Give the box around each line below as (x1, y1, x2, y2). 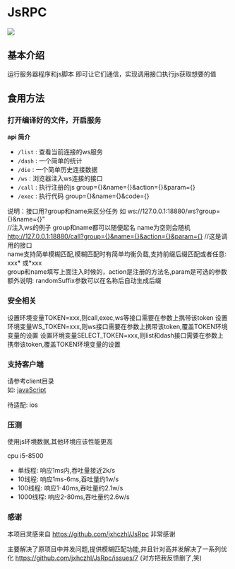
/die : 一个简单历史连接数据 (17, 166, 98, 174)
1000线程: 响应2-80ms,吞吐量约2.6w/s (17, 493, 130, 501)
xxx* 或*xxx (7, 259, 42, 268)
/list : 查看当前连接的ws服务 (17, 148, 104, 156)
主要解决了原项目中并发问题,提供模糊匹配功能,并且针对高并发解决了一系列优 (7, 544, 228, 553)
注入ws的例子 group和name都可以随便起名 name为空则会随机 (11, 224, 191, 232)
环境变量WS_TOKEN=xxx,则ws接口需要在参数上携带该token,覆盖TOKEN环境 (7, 322, 228, 331)
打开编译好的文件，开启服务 (7, 115, 102, 125)
